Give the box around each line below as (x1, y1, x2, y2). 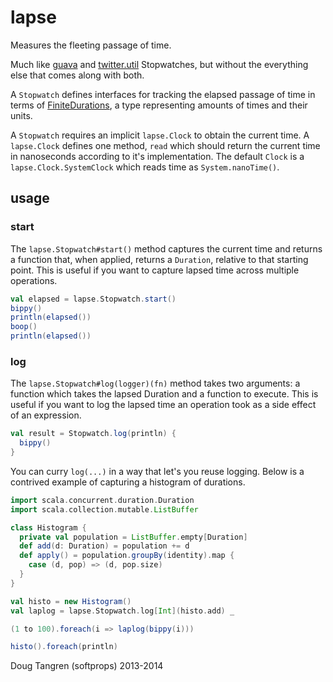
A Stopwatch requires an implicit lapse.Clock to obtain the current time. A (10, 129, 310, 141)
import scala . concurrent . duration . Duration (10, 495, 195, 505)
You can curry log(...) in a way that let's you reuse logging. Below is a (10, 465, 305, 477)
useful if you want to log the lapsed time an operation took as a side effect (10, 399, 317, 411)
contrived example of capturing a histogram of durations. (10, 476, 246, 488)
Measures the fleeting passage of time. (10, 39, 172, 51)
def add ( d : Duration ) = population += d (19, 541, 190, 551)
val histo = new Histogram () (10, 596, 132, 606)
